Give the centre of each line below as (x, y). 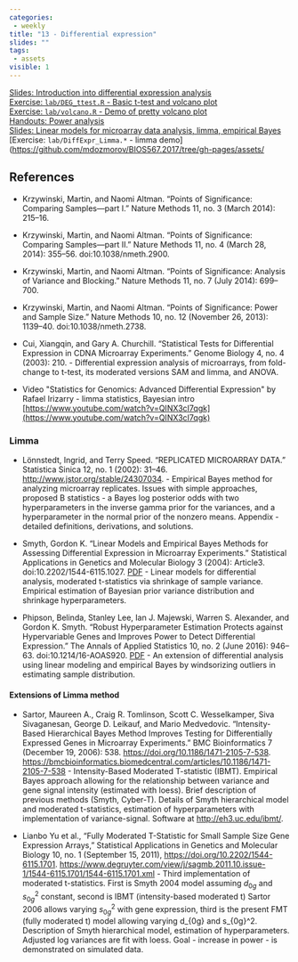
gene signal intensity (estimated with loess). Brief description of (139, 790)
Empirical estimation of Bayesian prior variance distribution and (138, 591)
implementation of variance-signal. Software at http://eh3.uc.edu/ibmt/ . (153, 819)
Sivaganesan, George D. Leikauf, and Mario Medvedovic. (126, 724)
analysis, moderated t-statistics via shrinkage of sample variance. (143, 581)
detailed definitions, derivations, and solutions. (108, 526)
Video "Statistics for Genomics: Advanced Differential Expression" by (149, 389)
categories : (31, 17)
